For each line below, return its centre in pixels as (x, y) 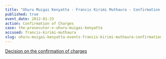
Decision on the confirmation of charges (46, 51)
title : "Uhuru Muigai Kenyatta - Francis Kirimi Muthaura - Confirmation (83, 10)
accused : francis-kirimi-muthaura (41, 32)
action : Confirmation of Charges (40, 23)
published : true (22, 14)
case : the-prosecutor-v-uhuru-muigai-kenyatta (54, 28)
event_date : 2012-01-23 (30, 19)
